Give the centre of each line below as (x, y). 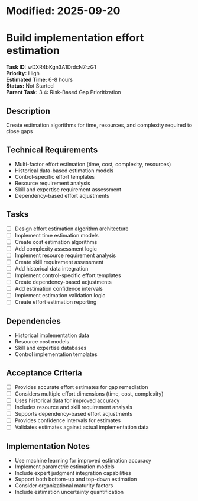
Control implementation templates (56, 354)
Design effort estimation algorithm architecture (72, 229)
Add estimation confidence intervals (59, 289)
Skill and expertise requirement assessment (68, 189)
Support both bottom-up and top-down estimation (76, 479)
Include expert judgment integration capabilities (73, 473)
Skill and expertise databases (51, 348)
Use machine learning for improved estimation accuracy (83, 461)
